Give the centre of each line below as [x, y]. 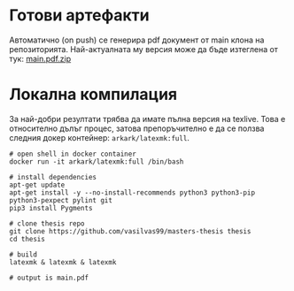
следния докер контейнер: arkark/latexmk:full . [100, 137]
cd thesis [27, 239]
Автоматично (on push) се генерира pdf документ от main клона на [137, 40]
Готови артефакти [79, 15]
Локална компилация [93, 95]
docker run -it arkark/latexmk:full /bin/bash [97, 161]
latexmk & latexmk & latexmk [63, 262]
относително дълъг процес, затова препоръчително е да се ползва [137, 128]
